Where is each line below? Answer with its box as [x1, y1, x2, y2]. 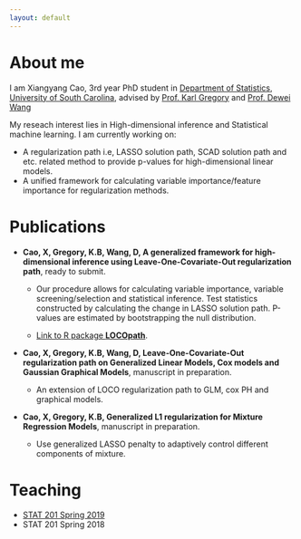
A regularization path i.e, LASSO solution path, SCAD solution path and [22, 146, 287, 157]
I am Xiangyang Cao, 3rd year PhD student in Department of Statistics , [9, 82, 274, 93]
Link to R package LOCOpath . [35, 330, 148, 341]
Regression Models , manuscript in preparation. [22, 420, 200, 431]
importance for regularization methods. [22, 185, 170, 196]
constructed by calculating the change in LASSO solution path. [35, 303, 270, 313]
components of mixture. [35, 448, 126, 458]
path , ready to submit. [22, 265, 106, 276]
